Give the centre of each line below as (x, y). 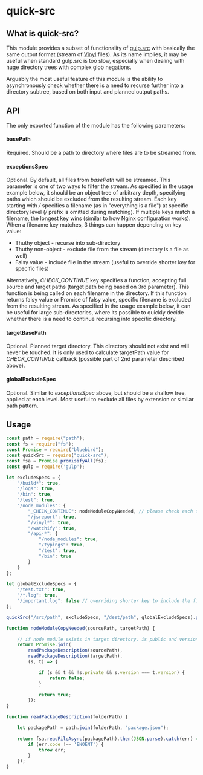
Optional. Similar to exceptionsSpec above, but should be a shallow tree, (96, 393)
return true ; (55, 695)
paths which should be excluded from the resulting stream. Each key (92, 199)
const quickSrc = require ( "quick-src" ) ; (58, 456)
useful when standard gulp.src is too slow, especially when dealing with (95, 61)
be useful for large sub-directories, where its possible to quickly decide (95, 313)
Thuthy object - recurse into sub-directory (68, 243)
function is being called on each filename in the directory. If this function (97, 293)
